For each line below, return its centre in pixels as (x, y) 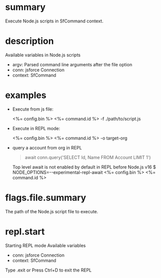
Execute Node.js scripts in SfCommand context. (54, 21)
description (29, 41)
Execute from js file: (33, 109)
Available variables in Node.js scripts (43, 55)
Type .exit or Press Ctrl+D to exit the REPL (48, 270)
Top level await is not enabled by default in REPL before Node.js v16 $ (84, 167)
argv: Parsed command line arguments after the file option (72, 64)
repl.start (25, 231)
